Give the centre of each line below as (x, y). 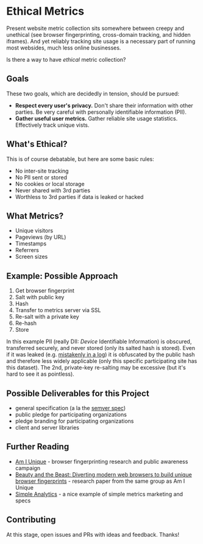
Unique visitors (34, 231)
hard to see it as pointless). (40, 374)
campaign (28, 468)
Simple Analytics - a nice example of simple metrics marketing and (99, 494)
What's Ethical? (37, 144)
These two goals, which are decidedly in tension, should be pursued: (93, 94)
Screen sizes (31, 257)
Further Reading (38, 447)
